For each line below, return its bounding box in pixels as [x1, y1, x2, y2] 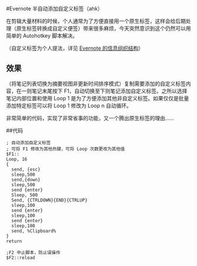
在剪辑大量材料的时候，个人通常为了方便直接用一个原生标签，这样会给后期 [6, 18, 186, 25]
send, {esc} [11, 166, 41, 172]
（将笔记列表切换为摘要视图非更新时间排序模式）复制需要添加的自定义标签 [6, 80, 186, 87]
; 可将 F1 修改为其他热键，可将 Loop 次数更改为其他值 [6, 146, 125, 152]
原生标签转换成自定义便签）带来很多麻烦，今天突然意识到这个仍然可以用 [16, 25, 191, 32]
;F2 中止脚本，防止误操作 [6, 250, 60, 255]
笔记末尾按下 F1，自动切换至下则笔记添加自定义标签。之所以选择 [31, 87, 188, 94]
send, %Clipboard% [11, 228, 57, 234]
